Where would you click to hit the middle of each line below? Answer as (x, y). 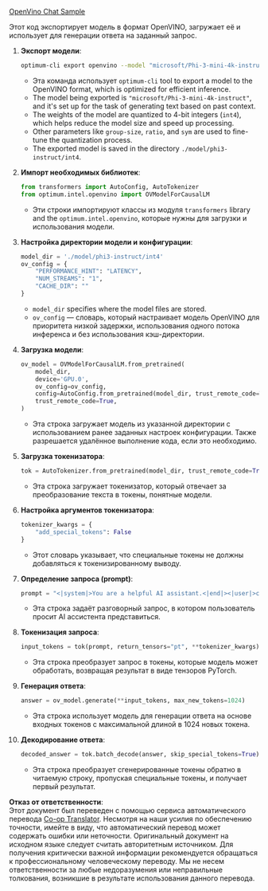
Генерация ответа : (53, 686)
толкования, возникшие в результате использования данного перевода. (132, 878)
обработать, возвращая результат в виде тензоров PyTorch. (134, 671)
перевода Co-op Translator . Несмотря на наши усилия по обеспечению (131, 819)
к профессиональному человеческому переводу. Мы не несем (117, 861)
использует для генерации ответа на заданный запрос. (103, 35)
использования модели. (73, 226)
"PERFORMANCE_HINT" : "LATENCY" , (89, 271)
